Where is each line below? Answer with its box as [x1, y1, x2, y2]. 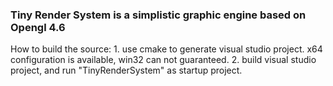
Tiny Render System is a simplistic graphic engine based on [10, 8, 307, 22]
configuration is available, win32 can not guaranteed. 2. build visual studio [10, 54, 317, 66]
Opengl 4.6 [10, 20, 66, 34]
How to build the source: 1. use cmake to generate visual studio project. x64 [10, 43, 323, 55]
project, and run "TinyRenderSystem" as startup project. [10, 64, 243, 77]
